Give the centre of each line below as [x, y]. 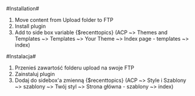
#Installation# [23, 9]
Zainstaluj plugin [35, 74]
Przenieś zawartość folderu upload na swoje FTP [74, 68]
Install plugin [30, 26]
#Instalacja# [21, 56]
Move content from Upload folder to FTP [64, 20]
